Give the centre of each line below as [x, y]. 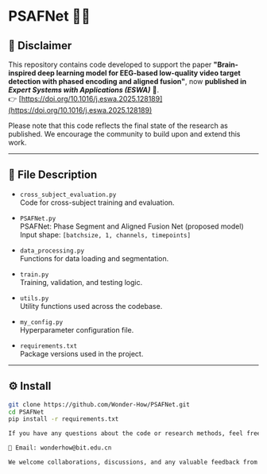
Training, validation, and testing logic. [81, 282]
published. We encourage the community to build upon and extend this [124, 134]
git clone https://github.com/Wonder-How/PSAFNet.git [99, 404]
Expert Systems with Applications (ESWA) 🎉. [84, 90]
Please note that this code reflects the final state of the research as [118, 125]
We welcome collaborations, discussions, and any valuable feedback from [133, 462]
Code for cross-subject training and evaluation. [97, 202]
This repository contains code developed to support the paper [110, 64]
